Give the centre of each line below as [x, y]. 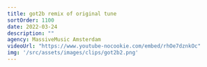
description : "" [31, 33]
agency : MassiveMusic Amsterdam [54, 40]
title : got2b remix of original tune [62, 14]
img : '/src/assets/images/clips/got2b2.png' [73, 53]
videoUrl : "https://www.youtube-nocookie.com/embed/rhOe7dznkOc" [104, 46]
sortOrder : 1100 [31, 20]
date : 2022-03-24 [32, 27]
